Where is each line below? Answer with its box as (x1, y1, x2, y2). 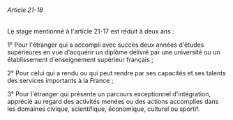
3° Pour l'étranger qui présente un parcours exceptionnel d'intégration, (7, 90, 211, 98)
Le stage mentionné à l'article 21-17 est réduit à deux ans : (7, 27, 174, 36)
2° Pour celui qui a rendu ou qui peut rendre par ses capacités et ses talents (7, 69, 226, 77)
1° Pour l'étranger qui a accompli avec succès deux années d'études (7, 40, 204, 49)
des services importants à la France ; (7, 77, 114, 85)
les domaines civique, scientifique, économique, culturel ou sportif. (7, 105, 200, 113)
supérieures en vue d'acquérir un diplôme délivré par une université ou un (7, 48, 221, 57)
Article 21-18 (7, 6, 43, 14)
